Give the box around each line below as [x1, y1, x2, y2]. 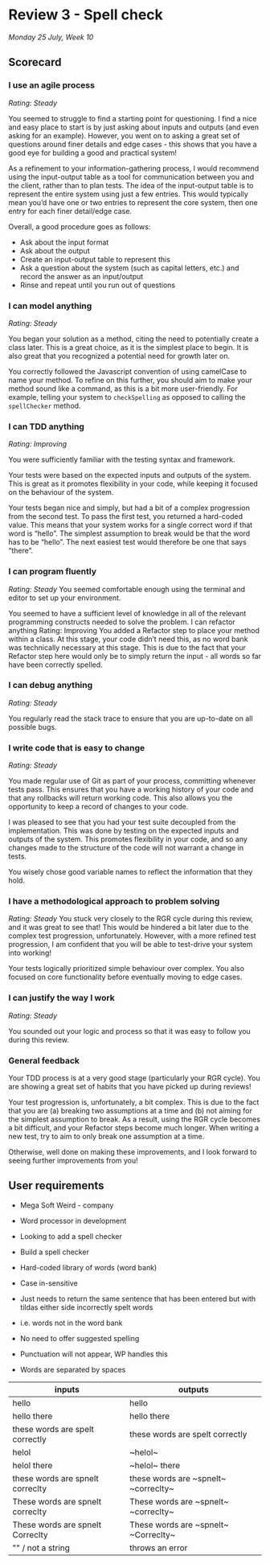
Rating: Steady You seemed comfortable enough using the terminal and [8, 584, 245, 594]
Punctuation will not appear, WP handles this [19, 1349, 169, 1359]
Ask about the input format [19, 237, 109, 247]
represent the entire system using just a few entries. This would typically [8, 189, 249, 199]
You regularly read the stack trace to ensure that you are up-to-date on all [8, 714, 253, 723]
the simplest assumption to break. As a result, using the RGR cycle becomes [8, 1114, 261, 1124]
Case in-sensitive [19, 1278, 78, 1288]
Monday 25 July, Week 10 [8, 32, 94, 42]
